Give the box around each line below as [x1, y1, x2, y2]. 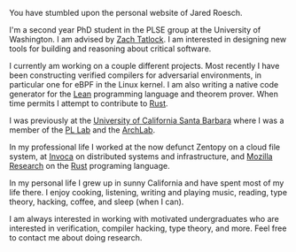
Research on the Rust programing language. [9, 161, 170, 171]
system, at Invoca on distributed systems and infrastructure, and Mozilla [9, 151, 273, 162]
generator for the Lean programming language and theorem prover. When [9, 88, 279, 99]
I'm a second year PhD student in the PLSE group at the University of [9, 25, 261, 34]
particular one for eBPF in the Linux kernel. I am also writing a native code [9, 80, 279, 89]
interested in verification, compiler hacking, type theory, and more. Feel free [9, 223, 287, 233]
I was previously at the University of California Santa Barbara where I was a [9, 115, 284, 126]
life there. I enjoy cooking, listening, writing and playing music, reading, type [9, 187, 288, 197]
